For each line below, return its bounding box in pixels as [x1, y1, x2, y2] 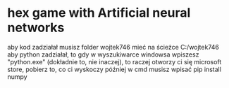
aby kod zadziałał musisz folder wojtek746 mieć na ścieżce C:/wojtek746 [7, 43, 220, 51]
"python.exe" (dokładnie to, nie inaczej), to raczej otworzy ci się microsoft [7, 57, 222, 66]
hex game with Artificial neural [7, 5, 191, 21]
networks [7, 20, 65, 36]
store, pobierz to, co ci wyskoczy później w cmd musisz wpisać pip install [7, 65, 222, 73]
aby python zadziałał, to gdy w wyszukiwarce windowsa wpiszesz [7, 50, 199, 59]
